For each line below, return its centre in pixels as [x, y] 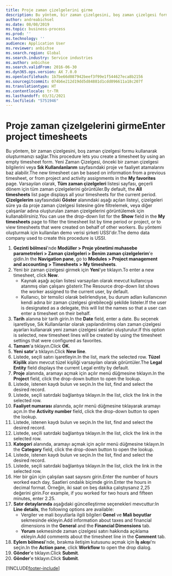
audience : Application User [36, 44]
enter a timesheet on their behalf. [56, 314]
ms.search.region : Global [33, 53]
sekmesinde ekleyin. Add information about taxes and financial [86, 520]
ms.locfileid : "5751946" [32, 100]
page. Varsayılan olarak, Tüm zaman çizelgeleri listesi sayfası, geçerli [79, 184]
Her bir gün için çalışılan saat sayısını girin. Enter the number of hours [85, 477]
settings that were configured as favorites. [58, 341]
